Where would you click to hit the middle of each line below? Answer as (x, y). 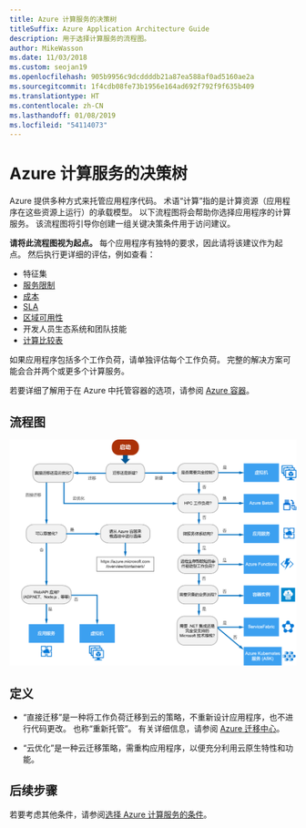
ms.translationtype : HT (55, 96)
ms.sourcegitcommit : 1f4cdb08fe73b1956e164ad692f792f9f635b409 (132, 87)
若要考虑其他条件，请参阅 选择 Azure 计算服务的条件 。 (111, 814)
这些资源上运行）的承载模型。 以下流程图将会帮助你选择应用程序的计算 (158, 212)
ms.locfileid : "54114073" (58, 125)
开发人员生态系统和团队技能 (75, 329)
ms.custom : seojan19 (49, 67)
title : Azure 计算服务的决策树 (63, 19)
